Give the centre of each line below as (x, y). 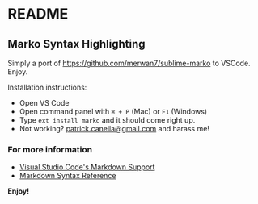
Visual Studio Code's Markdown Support (87, 167)
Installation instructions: (47, 87)
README (38, 14)
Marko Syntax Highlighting (76, 44)
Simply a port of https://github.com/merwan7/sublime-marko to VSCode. (129, 63)
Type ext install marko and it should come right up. (107, 120)
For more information (50, 149)
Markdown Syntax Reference (68, 176)
